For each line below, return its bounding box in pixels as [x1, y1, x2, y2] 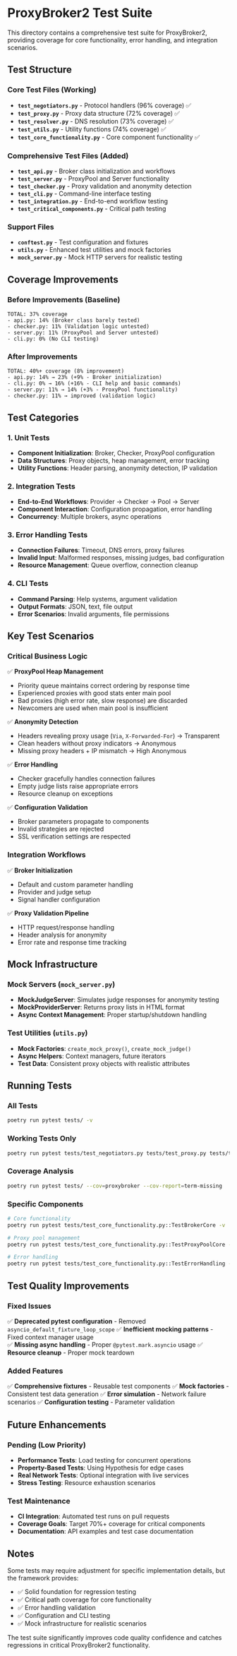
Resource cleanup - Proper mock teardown [7, 1348, 135, 1357]
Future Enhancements [7, 1419, 107, 1431]
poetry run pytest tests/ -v [7, 1117, 93, 1124]
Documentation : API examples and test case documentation [17, 1527, 194, 1536]
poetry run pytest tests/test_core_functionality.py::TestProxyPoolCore [7, 1241, 226, 1248]
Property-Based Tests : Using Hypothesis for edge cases [17, 1463, 184, 1472]
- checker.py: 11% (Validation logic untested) [7, 323, 150, 330]
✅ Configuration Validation [7, 803, 88, 812]
